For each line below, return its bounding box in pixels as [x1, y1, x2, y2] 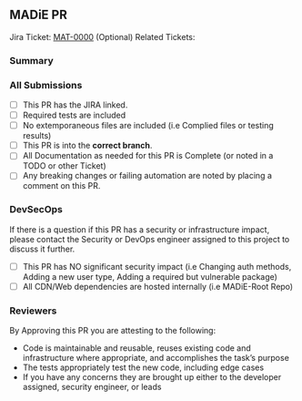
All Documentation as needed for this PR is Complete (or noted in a [22, 150, 274, 161]
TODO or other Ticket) [22, 160, 106, 171]
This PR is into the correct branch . [22, 140, 153, 151]
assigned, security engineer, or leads [22, 382, 162, 393]
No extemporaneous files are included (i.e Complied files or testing [22, 120, 275, 131]
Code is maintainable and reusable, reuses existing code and [22, 343, 252, 354]
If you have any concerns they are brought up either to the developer [22, 372, 282, 383]
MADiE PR [9, 7, 68, 23]
